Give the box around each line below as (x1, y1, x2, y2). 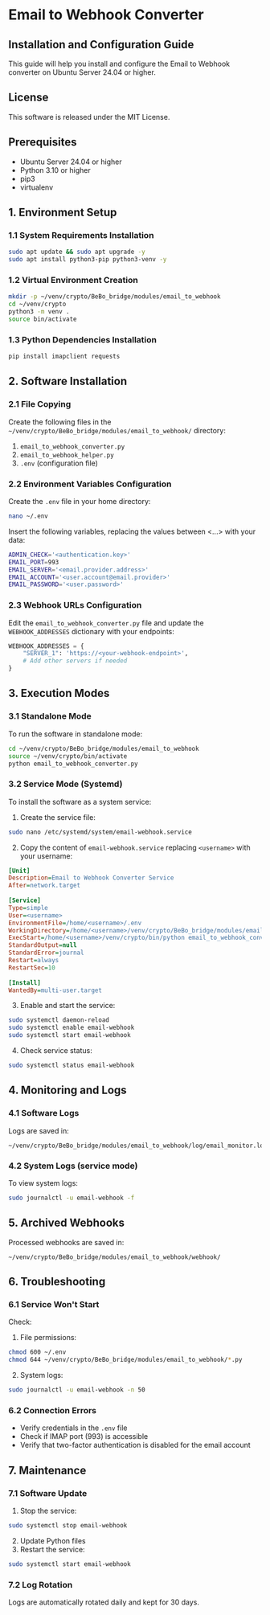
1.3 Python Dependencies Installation (8, 334, 157, 345)
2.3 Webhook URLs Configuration (8, 600, 142, 611)
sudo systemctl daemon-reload (8, 1016, 110, 1024)
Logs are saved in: (8, 1125, 70, 1135)
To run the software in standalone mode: (8, 729, 143, 739)
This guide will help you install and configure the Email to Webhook (8, 59, 231, 68)
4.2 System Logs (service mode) (8, 1160, 138, 1171)
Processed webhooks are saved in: (8, 1237, 125, 1247)
